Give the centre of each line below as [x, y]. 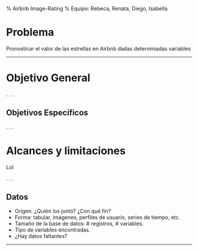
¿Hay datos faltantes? [41, 236]
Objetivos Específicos [47, 113]
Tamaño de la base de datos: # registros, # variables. [79, 224]
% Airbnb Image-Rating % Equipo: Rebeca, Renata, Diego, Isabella [87, 9]
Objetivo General [48, 78]
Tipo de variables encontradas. [52, 230]
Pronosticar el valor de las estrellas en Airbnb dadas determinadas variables [99, 48]
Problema [30, 32]
